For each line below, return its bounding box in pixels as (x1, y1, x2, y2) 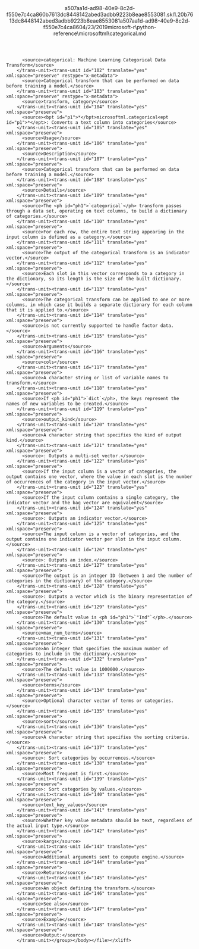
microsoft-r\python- (108, 24, 157, 30)
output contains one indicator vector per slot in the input (6, 536, 161, 542)
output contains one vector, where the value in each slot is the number (6, 474, 193, 480)
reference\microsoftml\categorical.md (53, 30, 147, 37)
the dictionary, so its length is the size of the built (6, 276, 150, 282)
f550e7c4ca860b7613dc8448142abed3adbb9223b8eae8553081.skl (6, 11, 174, 18)
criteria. (165, 734, 190, 740)
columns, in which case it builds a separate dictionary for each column (6, 302, 193, 308)
